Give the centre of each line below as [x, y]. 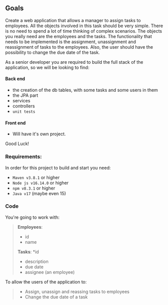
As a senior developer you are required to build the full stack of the [74, 62]
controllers [24, 106]
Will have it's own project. [39, 134]
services [21, 101]
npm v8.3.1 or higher [34, 188]
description [37, 261]
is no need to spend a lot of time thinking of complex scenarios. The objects [84, 31]
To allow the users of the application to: [46, 282]
